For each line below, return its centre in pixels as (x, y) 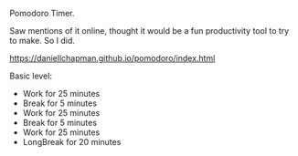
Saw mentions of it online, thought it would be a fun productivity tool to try (149, 31)
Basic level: (31, 76)
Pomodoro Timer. (42, 13)
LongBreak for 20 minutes (72, 142)
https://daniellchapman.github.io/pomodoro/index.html (112, 58)
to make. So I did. (42, 41)
